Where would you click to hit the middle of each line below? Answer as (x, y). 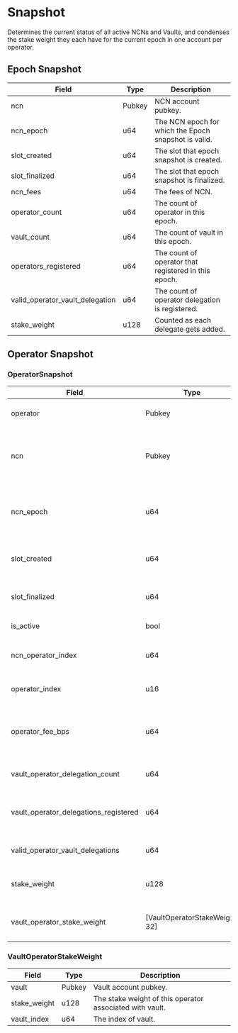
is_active (25, 626)
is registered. (176, 308)
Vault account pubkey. (130, 987)
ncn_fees (26, 191)
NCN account (177, 101)
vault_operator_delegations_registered (75, 813)
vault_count (30, 237)
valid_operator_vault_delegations (65, 850)
